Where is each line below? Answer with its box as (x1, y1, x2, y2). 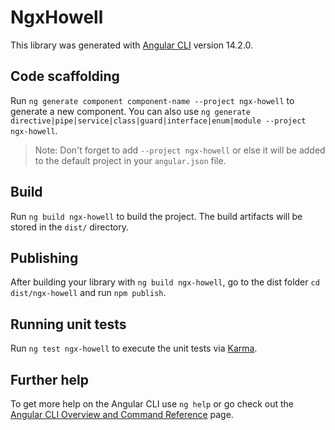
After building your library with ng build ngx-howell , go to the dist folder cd (10, 276, 320, 288)
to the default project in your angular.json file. (34, 154, 227, 166)
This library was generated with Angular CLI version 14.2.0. (10, 39, 254, 51)
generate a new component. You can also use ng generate (10, 105, 251, 117)
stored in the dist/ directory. (10, 221, 130, 233)
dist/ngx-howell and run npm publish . (10, 287, 167, 299)
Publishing (10, 249, 79, 266)
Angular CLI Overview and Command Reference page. (10, 409, 234, 420)
